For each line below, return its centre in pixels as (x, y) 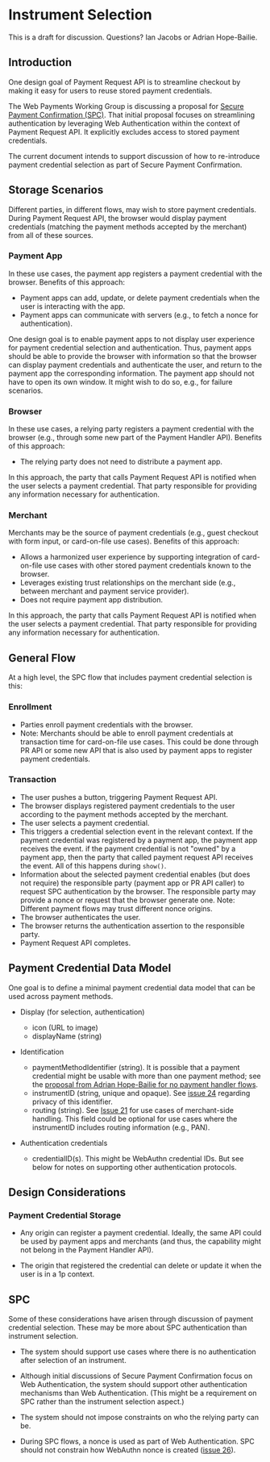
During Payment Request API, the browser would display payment (118, 218)
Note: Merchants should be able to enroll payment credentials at (127, 733)
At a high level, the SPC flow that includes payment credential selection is (130, 677)
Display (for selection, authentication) (82, 1012)
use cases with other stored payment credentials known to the (147, 565)
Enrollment (30, 707)
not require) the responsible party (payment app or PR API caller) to (132, 883)
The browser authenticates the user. (80, 917)
